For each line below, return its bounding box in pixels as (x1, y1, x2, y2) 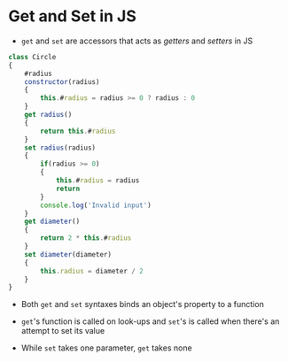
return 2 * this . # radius (40, 234, 132, 243)
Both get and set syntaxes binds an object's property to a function (20, 299, 265, 310)
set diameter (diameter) (24, 250, 113, 258)
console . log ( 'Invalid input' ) (40, 201, 152, 210)
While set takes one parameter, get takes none (20, 343, 192, 353)
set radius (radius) (24, 143, 97, 152)
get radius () (24, 111, 73, 119)
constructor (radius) (24, 77, 100, 86)
